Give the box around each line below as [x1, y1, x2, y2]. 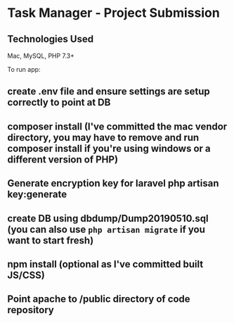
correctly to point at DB [7, 96, 111, 108]
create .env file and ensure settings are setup [7, 86, 211, 98]
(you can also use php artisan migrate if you [7, 223, 206, 235]
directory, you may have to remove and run [7, 132, 200, 144]
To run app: [7, 65, 41, 73]
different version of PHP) [7, 153, 118, 165]
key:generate [7, 189, 67, 201]
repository [7, 304, 55, 316]
